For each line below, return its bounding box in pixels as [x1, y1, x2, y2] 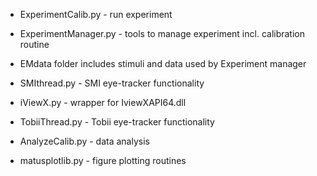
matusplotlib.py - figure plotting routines [19, 155, 187, 166]
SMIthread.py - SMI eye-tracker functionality [19, 77, 205, 89]
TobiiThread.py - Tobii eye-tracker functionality [19, 116, 215, 128]
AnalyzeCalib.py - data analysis [19, 135, 150, 147]
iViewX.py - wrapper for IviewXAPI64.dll [19, 97, 187, 108]
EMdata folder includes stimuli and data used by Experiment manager [19, 58, 307, 69]
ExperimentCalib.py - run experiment [19, 9, 173, 20]
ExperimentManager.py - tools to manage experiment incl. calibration [19, 28, 306, 39]
